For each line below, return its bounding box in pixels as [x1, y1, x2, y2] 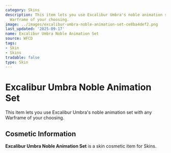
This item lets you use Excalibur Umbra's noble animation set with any [5, 109, 152, 115]
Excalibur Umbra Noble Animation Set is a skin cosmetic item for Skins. [5, 143, 157, 149]
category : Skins [5, 7, 40, 13]
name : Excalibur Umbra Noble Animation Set [5, 31, 99, 36]
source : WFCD [5, 36, 33, 41]
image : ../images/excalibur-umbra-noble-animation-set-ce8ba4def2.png [5, 21, 158, 27]
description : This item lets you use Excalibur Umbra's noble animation [5, 12, 163, 17]
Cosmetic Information [5, 130, 76, 138]
